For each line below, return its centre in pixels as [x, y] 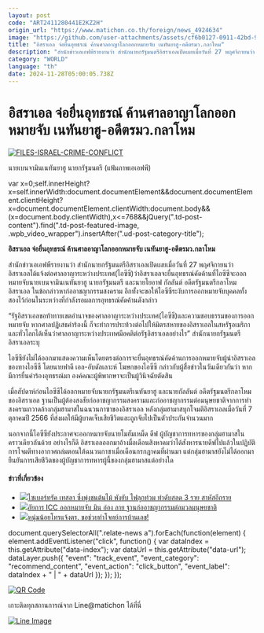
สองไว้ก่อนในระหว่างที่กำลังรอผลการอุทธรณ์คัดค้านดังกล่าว [83, 300]
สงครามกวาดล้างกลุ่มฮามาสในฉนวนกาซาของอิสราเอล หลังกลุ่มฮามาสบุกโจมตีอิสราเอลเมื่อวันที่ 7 [130, 409]
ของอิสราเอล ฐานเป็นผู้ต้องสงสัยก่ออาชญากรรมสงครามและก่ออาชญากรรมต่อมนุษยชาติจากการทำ [130, 400]
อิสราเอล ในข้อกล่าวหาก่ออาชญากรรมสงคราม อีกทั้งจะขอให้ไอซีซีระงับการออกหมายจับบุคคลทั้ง [128, 291]
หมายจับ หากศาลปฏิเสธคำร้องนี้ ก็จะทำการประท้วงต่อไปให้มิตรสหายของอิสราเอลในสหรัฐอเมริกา [129, 324]
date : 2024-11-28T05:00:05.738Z [61, 74]
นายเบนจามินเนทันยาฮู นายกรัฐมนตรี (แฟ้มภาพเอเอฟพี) [80, 167]
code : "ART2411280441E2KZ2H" [56, 23]
